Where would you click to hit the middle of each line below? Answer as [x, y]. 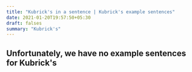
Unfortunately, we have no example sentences [96, 53]
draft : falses [24, 23]
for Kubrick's [32, 63]
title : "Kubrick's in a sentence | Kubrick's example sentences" [91, 12]
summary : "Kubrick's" [34, 29]
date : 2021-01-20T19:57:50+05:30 [49, 18]
